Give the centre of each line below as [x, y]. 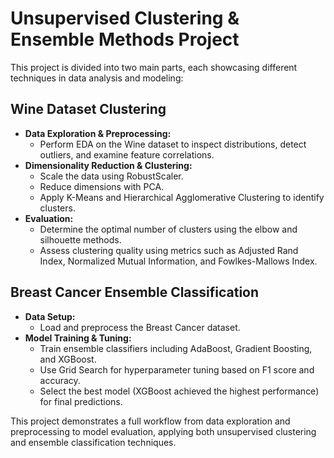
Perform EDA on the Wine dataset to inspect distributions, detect [173, 144]
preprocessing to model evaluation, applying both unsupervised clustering [163, 431]
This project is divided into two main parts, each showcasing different [154, 67]
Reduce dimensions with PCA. [102, 186]
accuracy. [60, 380]
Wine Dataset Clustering [88, 109]
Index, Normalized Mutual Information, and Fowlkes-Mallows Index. [178, 261]
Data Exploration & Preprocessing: [98, 133]
